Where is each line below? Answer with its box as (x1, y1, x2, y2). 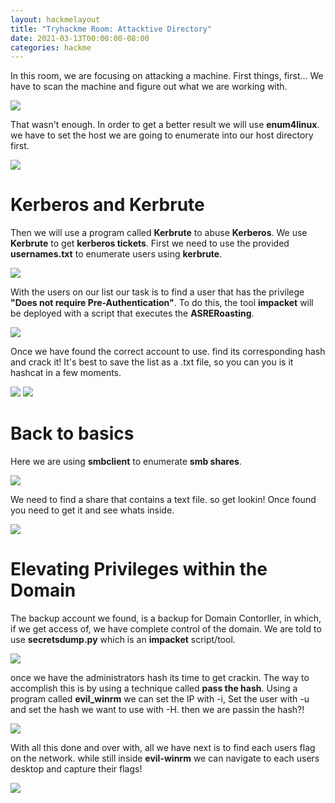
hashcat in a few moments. (10, 367, 122, 379)
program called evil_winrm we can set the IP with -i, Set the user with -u (10, 693, 310, 705)
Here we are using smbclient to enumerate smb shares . (10, 456, 242, 468)
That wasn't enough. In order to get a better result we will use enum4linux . (10, 119, 320, 131)
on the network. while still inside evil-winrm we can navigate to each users (10, 752, 320, 765)
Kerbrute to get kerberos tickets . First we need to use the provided (10, 237, 290, 250)
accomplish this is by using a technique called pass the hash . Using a (10, 682, 298, 695)
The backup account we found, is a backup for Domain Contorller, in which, (10, 612, 322, 625)
